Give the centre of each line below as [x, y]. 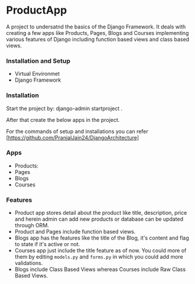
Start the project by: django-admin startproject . [64, 108]
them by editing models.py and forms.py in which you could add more [99, 257]
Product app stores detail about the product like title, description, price [101, 213]
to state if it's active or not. [47, 244]
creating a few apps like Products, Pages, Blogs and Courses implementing [97, 33]
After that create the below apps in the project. [63, 120]
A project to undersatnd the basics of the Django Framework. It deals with [96, 27]
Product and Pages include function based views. [75, 232]
